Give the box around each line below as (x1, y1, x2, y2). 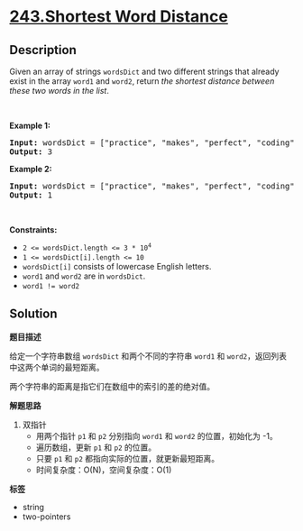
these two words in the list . (9, 86, 110, 96)
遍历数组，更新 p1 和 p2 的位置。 (35, 442, 156, 453)
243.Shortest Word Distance (9, 6, 228, 27)
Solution (9, 307, 58, 322)
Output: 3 (9, 147, 52, 157)
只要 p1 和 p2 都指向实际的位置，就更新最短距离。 (35, 453, 219, 463)
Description (9, 42, 77, 58)
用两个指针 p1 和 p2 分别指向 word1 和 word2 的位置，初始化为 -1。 (35, 430, 278, 441)
